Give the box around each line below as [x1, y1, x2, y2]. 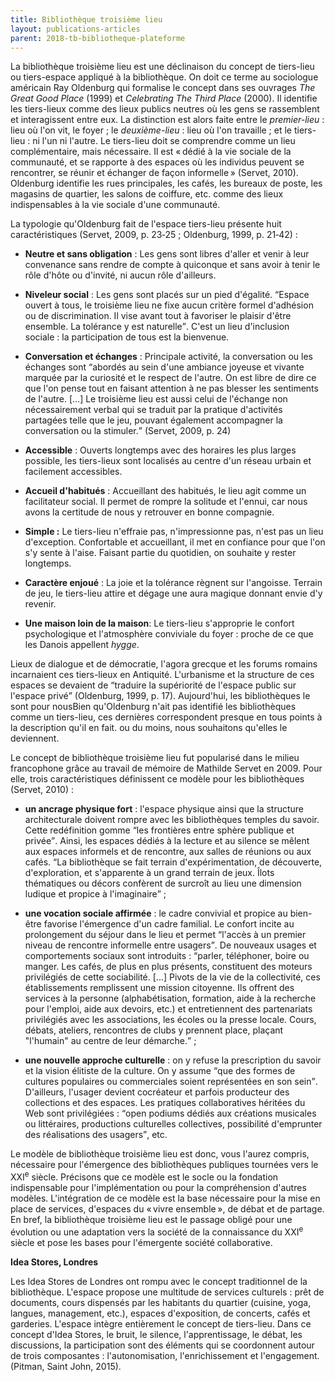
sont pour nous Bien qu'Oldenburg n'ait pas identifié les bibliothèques [10, 701, 297, 713]
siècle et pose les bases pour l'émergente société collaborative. [10, 1236, 273, 1248]
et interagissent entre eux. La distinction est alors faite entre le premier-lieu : [10, 114, 325, 126]
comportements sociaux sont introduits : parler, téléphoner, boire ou [24, 950, 310, 962]
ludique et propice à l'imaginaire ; [24, 888, 167, 900]
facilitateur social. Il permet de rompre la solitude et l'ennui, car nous [24, 496, 308, 508]
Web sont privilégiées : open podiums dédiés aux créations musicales [24, 1107, 317, 1120]
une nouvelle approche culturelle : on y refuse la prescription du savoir [24, 1054, 322, 1066]
